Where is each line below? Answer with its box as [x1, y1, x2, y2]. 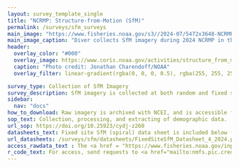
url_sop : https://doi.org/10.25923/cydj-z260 [7, 122, 144, 129]
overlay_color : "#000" [14, 50, 81, 58]
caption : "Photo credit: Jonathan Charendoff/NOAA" [14, 63, 171, 70]
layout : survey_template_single [7, 10, 103, 18]
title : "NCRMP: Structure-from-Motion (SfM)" [7, 17, 144, 24]
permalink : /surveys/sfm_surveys [7, 23, 107, 31]
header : [7, 43, 31, 50]
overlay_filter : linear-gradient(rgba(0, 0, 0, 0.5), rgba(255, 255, [14, 70, 224, 77]
